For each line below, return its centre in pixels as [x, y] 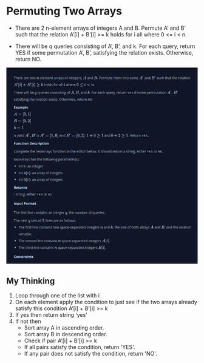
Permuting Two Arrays [64, 11]
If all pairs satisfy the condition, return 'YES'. [80, 347]
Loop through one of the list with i [57, 296]
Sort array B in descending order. [66, 334]
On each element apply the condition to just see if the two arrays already [106, 302]
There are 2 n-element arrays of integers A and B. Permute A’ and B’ [100, 28]
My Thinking [31, 281]
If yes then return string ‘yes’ [51, 315]
